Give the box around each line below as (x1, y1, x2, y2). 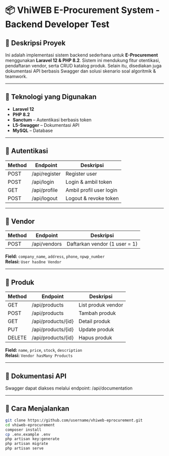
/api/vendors (32, 241, 62, 248)
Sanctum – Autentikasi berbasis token (12, 117, 92, 123)
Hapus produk (78, 334, 112, 341)
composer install (5, 427, 42, 432)
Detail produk (78, 318, 111, 325)
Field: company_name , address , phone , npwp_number (5, 253, 105, 260)
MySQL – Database (12, 127, 53, 133)
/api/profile (32, 186, 58, 193)
